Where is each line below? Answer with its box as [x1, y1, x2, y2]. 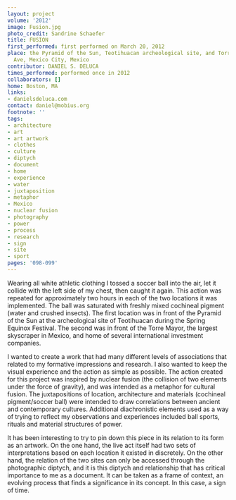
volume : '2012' [7, 17, 52, 24]
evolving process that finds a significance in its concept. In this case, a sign [7, 478, 226, 487]
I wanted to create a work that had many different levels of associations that [7, 352, 227, 360]
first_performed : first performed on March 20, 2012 [7, 43, 165, 50]
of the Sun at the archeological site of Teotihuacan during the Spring [7, 316, 206, 324]
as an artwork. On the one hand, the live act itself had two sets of [7, 441, 197, 449]
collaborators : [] [7, 75, 61, 83]
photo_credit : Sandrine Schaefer [7, 30, 105, 37]
